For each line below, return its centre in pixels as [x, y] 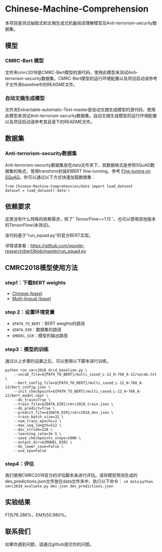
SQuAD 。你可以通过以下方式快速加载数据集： [50, 177]
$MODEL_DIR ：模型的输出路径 [40, 336]
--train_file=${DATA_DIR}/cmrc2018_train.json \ [64, 404]
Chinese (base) [27, 294]
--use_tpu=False [30, 451]
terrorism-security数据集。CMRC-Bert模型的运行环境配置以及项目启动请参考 [81, 78]
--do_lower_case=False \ [39, 446]
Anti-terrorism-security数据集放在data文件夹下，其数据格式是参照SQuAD [78, 165]
